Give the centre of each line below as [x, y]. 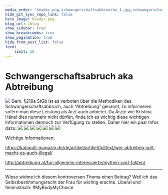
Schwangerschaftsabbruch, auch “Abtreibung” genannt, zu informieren [78, 106]
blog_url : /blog [22, 24]
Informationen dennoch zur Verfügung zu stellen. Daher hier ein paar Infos [82, 122]
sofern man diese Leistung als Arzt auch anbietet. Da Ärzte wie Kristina [78, 112]
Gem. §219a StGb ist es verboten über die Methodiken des [71, 101]
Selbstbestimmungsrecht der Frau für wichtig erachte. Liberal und [73, 182]
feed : [11, 47]
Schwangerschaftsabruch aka [69, 76]
